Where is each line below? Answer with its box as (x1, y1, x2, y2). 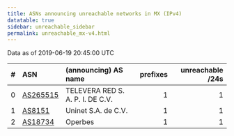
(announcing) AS (65, 66, 123, 75)
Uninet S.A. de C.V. (65, 106, 128, 116)
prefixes (139, 70, 169, 80)
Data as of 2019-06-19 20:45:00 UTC (7, 49, 115, 57)
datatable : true (7, 17, 54, 24)
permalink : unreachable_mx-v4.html (7, 29, 111, 37)
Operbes (65, 117, 95, 127)
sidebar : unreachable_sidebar (7, 23, 95, 30)
